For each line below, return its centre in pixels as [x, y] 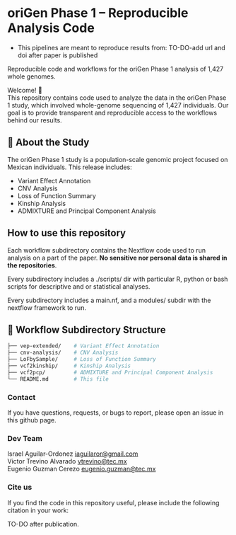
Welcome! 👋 [25, 90]
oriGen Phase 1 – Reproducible [98, 13]
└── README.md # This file [58, 379]
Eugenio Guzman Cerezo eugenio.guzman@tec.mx [82, 469]
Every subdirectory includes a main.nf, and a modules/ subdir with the [109, 300]
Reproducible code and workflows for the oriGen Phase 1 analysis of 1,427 [116, 69]
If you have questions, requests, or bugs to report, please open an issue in [116, 413]
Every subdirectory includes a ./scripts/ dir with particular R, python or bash [118, 279]
